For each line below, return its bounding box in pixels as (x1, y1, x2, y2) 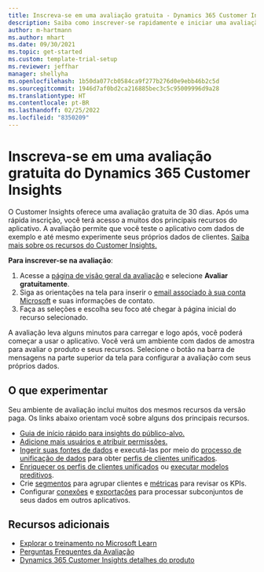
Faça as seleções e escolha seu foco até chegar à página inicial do (19, 304, 236, 313)
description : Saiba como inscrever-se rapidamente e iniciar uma (8, 19, 226, 27)
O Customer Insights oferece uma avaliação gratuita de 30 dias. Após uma (8, 207, 249, 216)
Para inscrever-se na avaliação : (8, 255, 114, 265)
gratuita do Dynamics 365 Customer (8, 164, 251, 182)
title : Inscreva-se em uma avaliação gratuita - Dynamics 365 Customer (8, 11, 247, 20)
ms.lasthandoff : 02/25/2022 (8, 107, 101, 115)
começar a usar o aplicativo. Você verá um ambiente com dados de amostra (8, 335, 255, 346)
